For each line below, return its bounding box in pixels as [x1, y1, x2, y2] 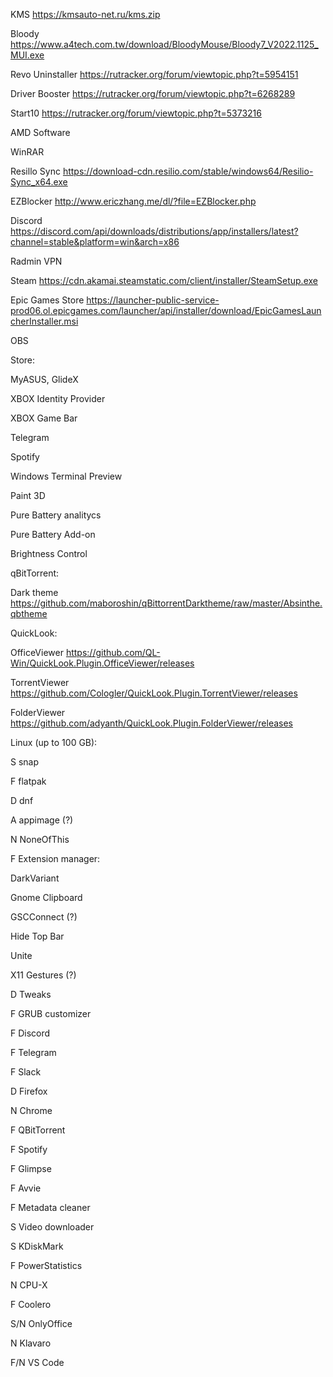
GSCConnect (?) [10, 911, 78, 923]
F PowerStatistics [10, 1260, 83, 1271]
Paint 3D [10, 490, 46, 501]
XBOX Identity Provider [10, 393, 106, 404]
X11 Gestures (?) [10, 969, 77, 981]
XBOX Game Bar [10, 412, 78, 424]
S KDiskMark [10, 1240, 64, 1252]
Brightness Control [10, 548, 88, 559]
